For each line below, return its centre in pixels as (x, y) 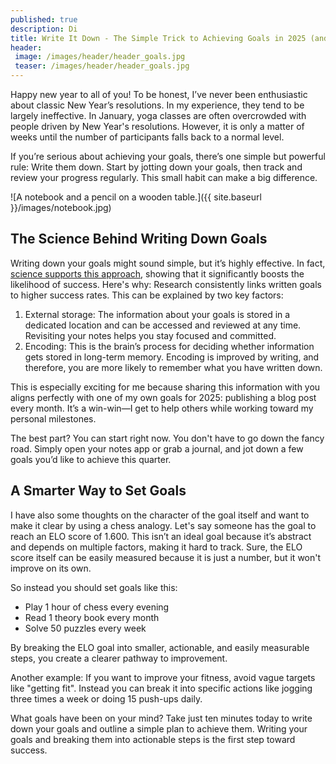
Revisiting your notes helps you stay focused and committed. (150, 335)
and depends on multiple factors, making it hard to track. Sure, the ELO (156, 547)
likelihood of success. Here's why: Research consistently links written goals (166, 284)
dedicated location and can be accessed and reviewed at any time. (163, 325)
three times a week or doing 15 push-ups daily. (106, 698)
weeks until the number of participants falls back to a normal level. (147, 137)
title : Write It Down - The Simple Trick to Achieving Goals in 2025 (158, 38)
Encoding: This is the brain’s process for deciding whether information (169, 346)
